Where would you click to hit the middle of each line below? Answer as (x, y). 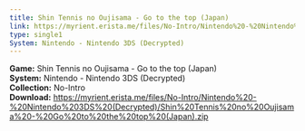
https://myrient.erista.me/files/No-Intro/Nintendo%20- (155, 98)
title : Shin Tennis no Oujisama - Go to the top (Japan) (119, 18)
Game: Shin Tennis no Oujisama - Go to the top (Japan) (113, 69)
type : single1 (36, 34)
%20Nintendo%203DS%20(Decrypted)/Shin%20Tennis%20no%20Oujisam (152, 107)
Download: (30, 98)
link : (20, 26)
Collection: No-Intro (48, 88)
